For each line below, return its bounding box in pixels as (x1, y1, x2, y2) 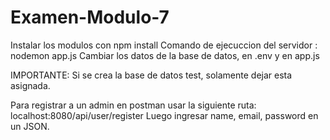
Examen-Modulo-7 (10, 6, 170, 29)
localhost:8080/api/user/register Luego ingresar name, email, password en (10, 109, 319, 121)
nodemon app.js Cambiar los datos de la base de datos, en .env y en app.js (10, 49, 320, 61)
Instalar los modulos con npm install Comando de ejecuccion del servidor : (10, 39, 318, 51)
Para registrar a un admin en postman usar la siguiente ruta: (10, 99, 257, 111)
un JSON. (10, 120, 50, 132)
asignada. (10, 79, 51, 91)
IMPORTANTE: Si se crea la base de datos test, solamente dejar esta (10, 69, 293, 81)
